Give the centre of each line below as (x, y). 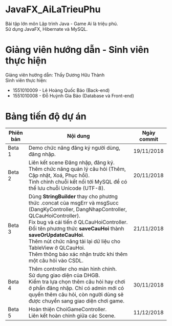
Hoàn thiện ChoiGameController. (68, 309)
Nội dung (79, 136)
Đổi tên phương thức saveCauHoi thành (76, 228)
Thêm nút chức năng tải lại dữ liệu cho (74, 241)
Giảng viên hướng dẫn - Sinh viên (77, 50)
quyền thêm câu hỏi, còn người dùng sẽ (76, 294)
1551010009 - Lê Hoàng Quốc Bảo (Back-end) (61, 90)
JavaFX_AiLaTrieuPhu (53, 9)
